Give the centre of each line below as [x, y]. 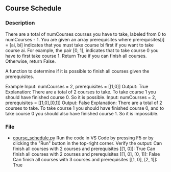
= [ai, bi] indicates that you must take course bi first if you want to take [80, 45]
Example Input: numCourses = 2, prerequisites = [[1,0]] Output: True [77, 86]
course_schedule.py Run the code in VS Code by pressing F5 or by [83, 138]
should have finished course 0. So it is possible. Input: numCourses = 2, [81, 97]
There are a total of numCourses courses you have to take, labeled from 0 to [86, 34]
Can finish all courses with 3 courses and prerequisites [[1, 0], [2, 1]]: [85, 159]
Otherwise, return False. [31, 61]
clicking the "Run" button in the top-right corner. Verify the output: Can [87, 143]
